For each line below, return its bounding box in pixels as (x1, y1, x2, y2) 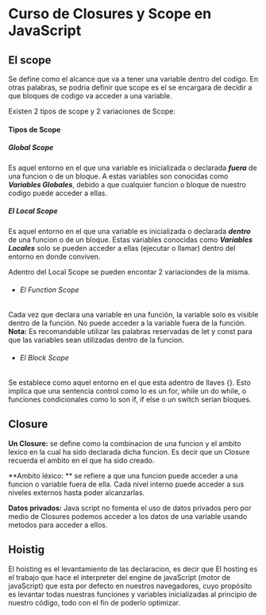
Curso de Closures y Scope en (8, 5, 212, 23)
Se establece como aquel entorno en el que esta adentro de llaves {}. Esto (8, 378, 252, 387)
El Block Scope (19, 353, 70, 363)
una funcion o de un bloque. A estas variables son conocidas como (8, 171, 229, 181)
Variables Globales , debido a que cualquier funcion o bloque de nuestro (8, 179, 246, 189)
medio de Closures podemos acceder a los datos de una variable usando (8, 511, 248, 521)
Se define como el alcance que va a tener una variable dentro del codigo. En (8, 75, 259, 83)
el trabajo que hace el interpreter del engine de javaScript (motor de (8, 572, 231, 582)
